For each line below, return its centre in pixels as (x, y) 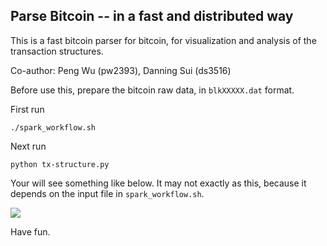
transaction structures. (57, 51)
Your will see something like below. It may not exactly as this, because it (158, 183)
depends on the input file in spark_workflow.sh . (107, 193)
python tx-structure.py (60, 164)
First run (27, 109)
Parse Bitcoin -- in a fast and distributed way (152, 16)
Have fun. (30, 231)
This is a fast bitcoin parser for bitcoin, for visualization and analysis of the (163, 40)
